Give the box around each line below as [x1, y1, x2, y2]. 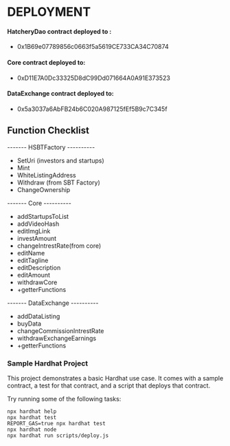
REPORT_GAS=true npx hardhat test [7, 420, 106, 427]
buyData [16, 319, 42, 328]
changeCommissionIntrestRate [16, 326, 104, 334]
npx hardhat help [7, 407, 57, 415]
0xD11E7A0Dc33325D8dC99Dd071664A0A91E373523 [16, 74, 170, 82]
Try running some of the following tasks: [7, 394, 122, 403]
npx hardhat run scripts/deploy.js [7, 432, 109, 439]
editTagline [16, 256, 49, 264]
